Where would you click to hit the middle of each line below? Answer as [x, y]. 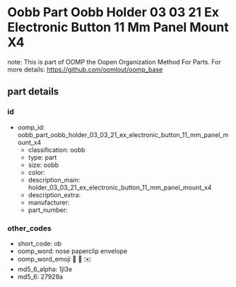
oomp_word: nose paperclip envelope [72, 251]
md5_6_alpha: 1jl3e [45, 269]
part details [33, 92]
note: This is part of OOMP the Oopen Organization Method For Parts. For [114, 61]
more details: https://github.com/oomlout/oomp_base [85, 69]
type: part [42, 157]
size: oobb [43, 165]
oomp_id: [31, 127]
